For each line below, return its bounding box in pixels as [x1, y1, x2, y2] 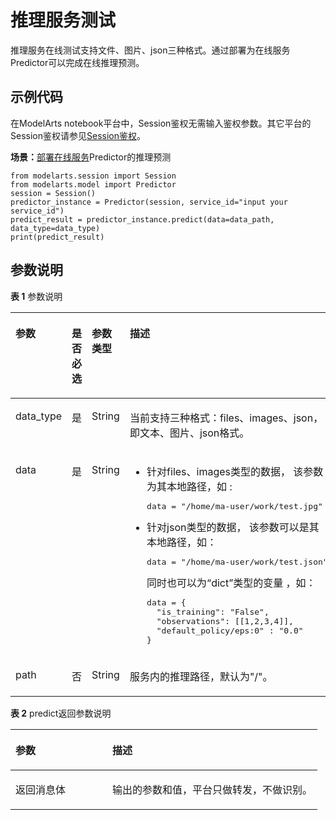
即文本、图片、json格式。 [129, 426, 250, 440]
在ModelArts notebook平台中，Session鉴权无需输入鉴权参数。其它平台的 [10, 117, 312, 129]
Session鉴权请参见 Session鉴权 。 [10, 129, 146, 141]
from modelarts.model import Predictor [10, 179, 177, 190]
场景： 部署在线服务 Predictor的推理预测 [10, 151, 172, 163]
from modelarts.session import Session [10, 171, 177, 181]
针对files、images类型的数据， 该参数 [146, 464, 324, 478]
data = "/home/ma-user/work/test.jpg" [146, 501, 323, 511]
